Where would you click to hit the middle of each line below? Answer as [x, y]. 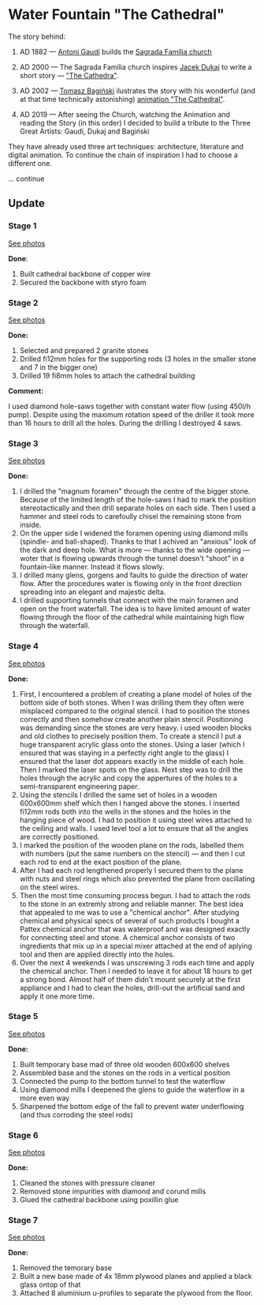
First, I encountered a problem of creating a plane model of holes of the [136, 694]
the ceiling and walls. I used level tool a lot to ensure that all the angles [134, 828]
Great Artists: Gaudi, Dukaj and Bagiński [84, 131]
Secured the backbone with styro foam [83, 282]
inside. [30, 525]
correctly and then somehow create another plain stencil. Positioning [131, 719]
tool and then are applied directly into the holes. [97, 954]
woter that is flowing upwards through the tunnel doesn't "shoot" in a [132, 558]
